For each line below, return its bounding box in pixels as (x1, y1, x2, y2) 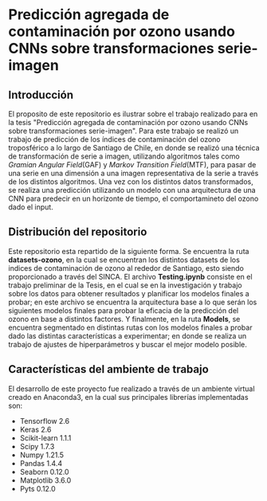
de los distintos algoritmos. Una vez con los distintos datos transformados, (8, 177, 253, 186)
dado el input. (8, 202, 53, 212)
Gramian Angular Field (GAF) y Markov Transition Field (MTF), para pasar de (8, 160, 257, 169)
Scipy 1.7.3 (19, 441, 55, 451)
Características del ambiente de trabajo (8, 362, 209, 376)
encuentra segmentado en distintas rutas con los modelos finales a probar (8, 323, 253, 332)
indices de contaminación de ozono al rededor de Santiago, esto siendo (8, 263, 245, 272)
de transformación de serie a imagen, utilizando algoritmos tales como (8, 151, 241, 161)
